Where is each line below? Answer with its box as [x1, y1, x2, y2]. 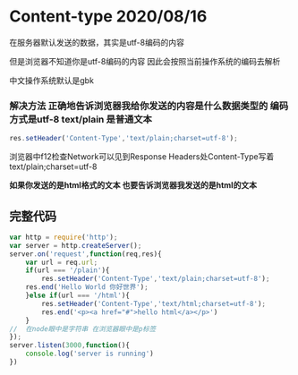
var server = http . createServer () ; [9, 241, 142, 250]
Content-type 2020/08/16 [9, 6, 208, 27]
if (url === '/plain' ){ [25, 266, 110, 275]
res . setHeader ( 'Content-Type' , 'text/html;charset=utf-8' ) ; [41, 299, 267, 308]
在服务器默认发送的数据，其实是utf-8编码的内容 [9, 37, 185, 47]
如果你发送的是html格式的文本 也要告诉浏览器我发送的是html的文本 [9, 180, 258, 191]
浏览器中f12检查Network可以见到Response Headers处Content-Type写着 [9, 151, 275, 162]
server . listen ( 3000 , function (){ [9, 341, 130, 350]
